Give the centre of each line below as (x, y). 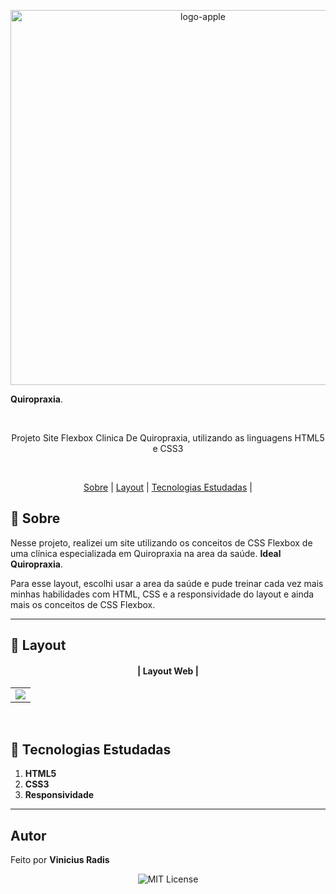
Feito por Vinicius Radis (60, 860)
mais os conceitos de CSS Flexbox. (83, 604)
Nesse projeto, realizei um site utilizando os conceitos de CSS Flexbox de (161, 542)
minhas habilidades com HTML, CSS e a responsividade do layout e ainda (162, 594)
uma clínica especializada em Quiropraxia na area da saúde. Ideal (146, 553)
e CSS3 (168, 448)
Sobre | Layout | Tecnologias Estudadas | (168, 487)
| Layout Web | (168, 671)
